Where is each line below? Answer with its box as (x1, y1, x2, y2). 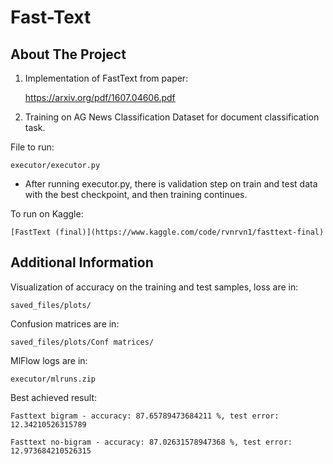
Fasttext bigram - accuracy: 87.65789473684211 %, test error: (10, 411, 280, 421)
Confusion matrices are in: (10, 317, 120, 330)
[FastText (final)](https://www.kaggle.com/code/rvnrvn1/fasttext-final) (10, 227, 325, 237)
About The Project (10, 46, 127, 63)
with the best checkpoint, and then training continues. (24, 189, 248, 200)
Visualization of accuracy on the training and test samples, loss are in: (10, 281, 299, 293)
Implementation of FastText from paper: (24, 72, 189, 84)
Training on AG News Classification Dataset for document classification (24, 111, 320, 123)
